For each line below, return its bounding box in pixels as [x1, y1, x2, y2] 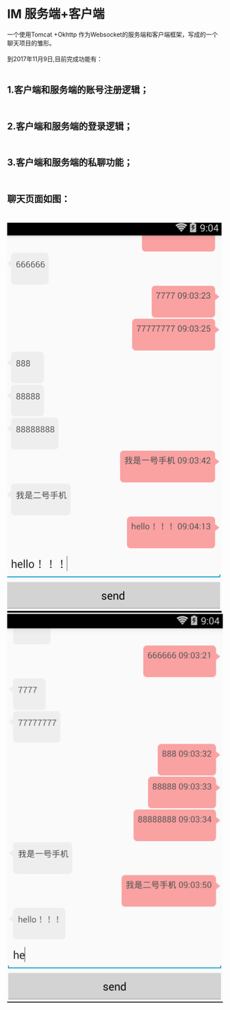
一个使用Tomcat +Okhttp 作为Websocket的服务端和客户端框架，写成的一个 [7, 30, 218, 38]
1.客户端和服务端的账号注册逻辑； [7, 84, 149, 96]
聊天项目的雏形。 [7, 38, 55, 47]
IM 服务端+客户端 [7, 6, 105, 22]
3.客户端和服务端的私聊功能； [7, 157, 133, 168]
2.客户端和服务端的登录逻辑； [7, 120, 133, 132]
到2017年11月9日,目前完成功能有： [7, 54, 103, 63]
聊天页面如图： [7, 193, 71, 205]
